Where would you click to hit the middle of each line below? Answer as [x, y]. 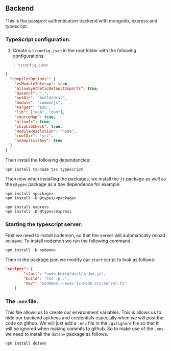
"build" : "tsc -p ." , [47, 279]
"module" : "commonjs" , [39, 103]
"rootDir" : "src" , [34, 136]
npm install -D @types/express [39, 212]
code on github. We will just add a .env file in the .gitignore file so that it [82, 323]
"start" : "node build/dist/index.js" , [65, 274]
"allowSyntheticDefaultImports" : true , [57, 88]
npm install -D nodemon [31, 250]
